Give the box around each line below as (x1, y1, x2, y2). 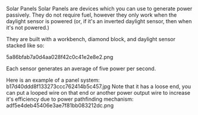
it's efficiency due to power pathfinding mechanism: (6, 95, 134, 102)
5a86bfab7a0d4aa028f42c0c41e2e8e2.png (6, 54, 114, 60)
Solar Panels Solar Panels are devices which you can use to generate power (6, 5, 193, 12)
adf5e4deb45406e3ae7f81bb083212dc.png (6, 102, 114, 109)
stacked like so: (6, 42, 45, 49)
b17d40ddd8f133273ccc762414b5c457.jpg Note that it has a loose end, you (6, 83, 191, 90)
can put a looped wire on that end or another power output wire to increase (6, 89, 191, 96)
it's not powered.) (6, 24, 49, 31)
